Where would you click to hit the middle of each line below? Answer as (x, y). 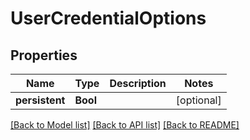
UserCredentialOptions (108, 18)
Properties (44, 55)
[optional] (198, 100)
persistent (40, 100)
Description (138, 83)
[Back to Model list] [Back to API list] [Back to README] (125, 125)
